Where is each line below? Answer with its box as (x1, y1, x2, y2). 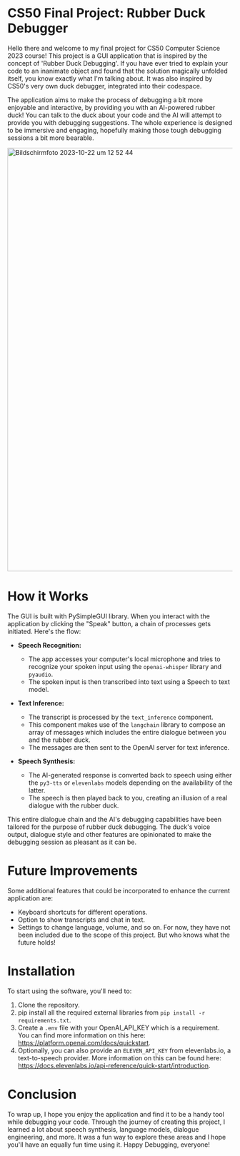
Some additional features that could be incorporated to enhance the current (7, 886, 231, 895)
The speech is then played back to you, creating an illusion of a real (28, 793, 228, 802)
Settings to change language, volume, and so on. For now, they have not (17, 923, 231, 931)
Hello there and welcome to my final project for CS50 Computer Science (7, 44, 220, 52)
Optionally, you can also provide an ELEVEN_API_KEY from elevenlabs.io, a (17, 1046, 231, 1055)
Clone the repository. (17, 1000, 80, 1009)
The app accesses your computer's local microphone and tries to (28, 655, 221, 663)
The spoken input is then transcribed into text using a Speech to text (28, 677, 230, 686)
